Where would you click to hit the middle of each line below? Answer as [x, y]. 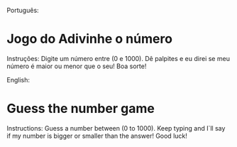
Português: [23, 10]
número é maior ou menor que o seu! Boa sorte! [77, 66]
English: [18, 80]
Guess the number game [81, 109]
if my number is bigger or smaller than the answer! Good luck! [97, 136]
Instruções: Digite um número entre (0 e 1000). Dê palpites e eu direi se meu [118, 58]
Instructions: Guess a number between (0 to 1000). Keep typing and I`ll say [116, 128]
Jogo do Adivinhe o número [90, 39]
